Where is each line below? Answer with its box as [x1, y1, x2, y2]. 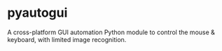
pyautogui [7, 5, 68, 21]
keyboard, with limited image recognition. [7, 35, 127, 43]
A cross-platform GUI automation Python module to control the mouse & [7, 28, 216, 36]
